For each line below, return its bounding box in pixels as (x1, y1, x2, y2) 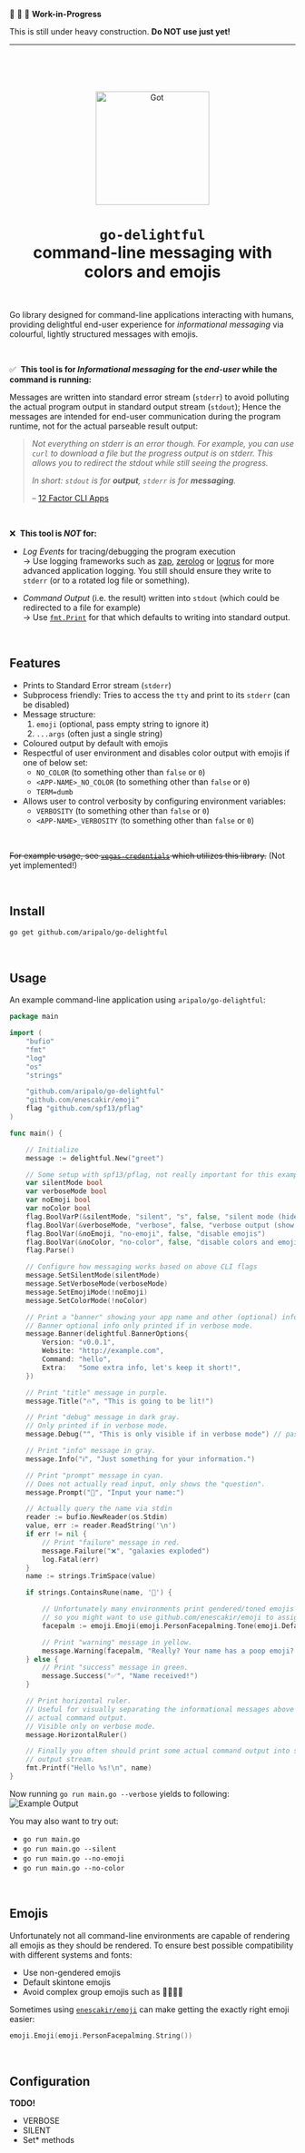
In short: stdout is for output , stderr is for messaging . (31, 475, 236, 486)
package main (9, 1012, 59, 1022)
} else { (25, 1654, 59, 1664)
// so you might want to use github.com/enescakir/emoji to (42, 1613, 274, 1622)
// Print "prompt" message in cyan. (25, 1471, 165, 1480)
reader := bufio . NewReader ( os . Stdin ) (25, 1513, 169, 1522)
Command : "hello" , (42, 1355, 112, 1364)
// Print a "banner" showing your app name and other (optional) (25, 1312, 279, 1321)
